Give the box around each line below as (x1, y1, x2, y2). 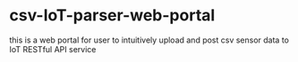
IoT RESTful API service (9, 43, 97, 54)
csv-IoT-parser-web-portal (9, 5, 216, 26)
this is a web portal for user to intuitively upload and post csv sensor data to (9, 35, 289, 45)
